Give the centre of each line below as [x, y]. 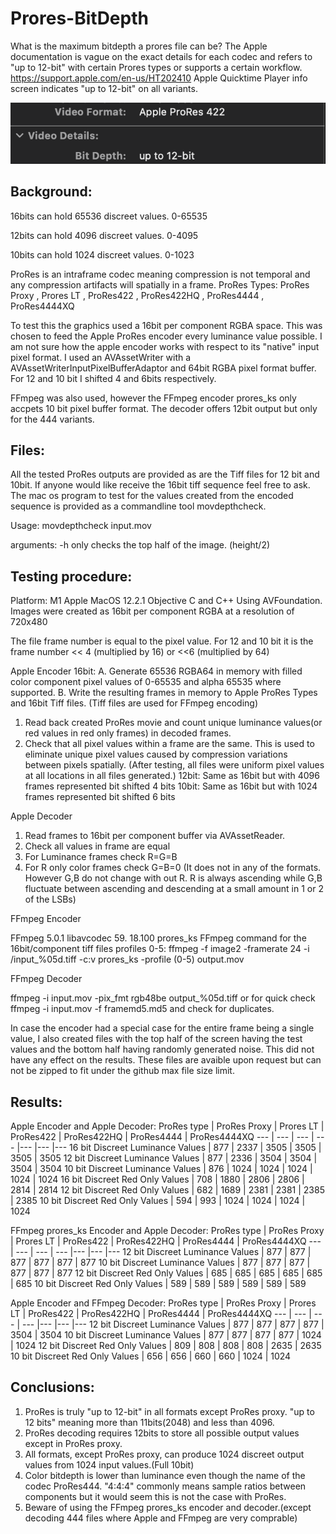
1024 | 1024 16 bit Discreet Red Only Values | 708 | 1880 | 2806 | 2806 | [157, 1179]
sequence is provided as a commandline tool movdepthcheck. [138, 506]
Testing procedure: [71, 576]
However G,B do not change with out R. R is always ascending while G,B [173, 878]
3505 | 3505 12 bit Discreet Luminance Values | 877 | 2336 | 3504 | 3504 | [164, 1158]
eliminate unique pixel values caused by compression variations [156, 754]
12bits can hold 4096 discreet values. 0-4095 [104, 235]
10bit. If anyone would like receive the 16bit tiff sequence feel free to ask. [160, 485]
